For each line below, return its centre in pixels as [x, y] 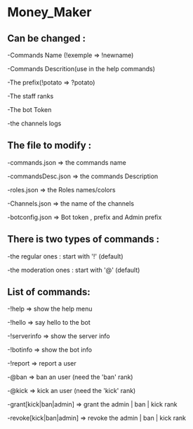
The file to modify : [49, 145]
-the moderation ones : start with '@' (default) [74, 270]
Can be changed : [47, 38]
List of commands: [49, 292]
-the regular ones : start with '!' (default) [66, 256]
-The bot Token [29, 110]
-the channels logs [34, 123]
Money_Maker [49, 12]
